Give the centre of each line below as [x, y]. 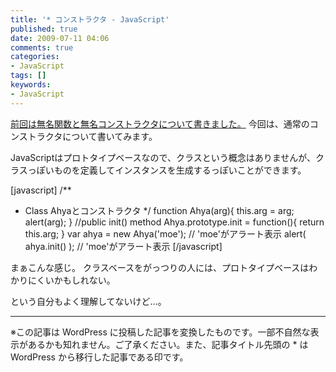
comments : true [42, 47]
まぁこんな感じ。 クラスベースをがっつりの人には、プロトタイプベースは [160, 267]
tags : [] [28, 76]
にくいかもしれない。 [71, 280]
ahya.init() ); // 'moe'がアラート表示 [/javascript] [123, 246]
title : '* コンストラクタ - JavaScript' [90, 19]
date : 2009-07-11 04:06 [60, 38]
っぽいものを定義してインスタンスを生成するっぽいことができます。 [167, 170]
